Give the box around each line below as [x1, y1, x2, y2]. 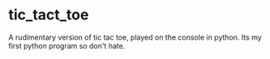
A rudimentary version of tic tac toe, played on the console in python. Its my [8, 32, 262, 42]
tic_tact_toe [8, 6, 89, 24]
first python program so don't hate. [8, 40, 126, 50]
